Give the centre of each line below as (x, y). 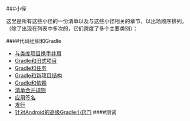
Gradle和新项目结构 (38, 75)
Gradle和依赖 (31, 83)
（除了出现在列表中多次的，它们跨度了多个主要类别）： (72, 28)
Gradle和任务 (31, 68)
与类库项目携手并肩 (38, 53)
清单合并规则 (30, 90)
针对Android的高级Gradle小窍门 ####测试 (65, 112)
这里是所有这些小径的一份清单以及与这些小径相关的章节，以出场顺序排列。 (96, 21)
